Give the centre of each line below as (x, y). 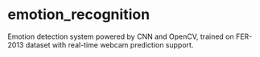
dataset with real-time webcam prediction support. (109, 44)
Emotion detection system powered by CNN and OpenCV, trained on (121, 36)
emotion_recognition (79, 15)
